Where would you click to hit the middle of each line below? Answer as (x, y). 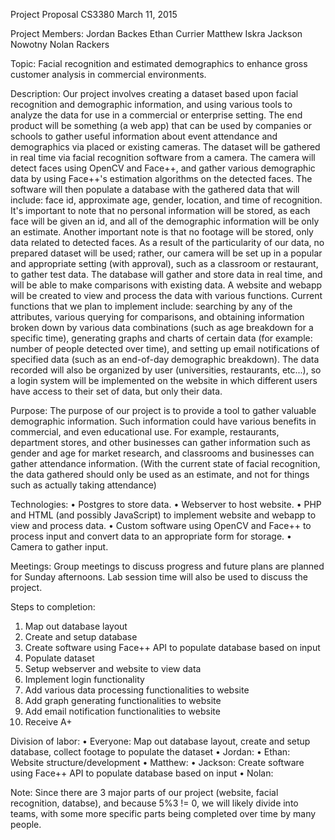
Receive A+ (48, 722)
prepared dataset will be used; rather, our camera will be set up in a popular (166, 253)
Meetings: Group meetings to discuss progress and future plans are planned (167, 566)
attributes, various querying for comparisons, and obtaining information (157, 317)
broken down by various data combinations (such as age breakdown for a (162, 327)
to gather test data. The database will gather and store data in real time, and (166, 274)
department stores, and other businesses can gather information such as (161, 442)
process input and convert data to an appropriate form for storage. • (151, 536)
